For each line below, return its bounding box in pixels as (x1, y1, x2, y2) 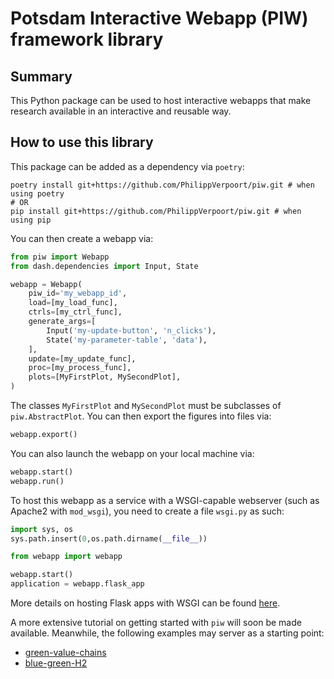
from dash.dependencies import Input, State (10, 261, 199, 271)
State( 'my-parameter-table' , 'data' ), (46, 335, 208, 345)
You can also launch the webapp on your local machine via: (10, 447, 255, 459)
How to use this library (10, 134, 154, 151)
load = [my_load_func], (28, 298, 118, 308)
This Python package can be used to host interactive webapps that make (10, 95, 312, 106)
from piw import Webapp (10, 252, 110, 262)
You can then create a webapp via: (10, 232, 154, 244)
